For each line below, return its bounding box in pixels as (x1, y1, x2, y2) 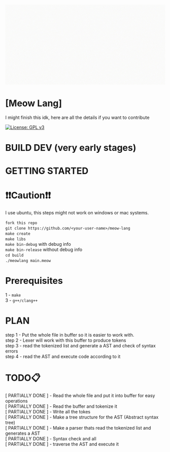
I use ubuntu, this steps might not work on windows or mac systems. (5, 210, 149, 216)
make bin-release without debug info (5, 246, 83, 253)
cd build (5, 253, 24, 258)
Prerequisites (5, 275, 63, 286)
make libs (5, 237, 26, 242)
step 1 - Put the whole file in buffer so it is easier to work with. (5, 332, 134, 338)
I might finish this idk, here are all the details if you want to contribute (5, 114, 150, 120)
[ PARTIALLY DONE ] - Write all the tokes (5, 409, 90, 415)
